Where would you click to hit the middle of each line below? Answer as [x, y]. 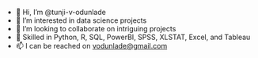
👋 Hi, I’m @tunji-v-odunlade [61, 12]
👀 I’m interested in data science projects [81, 20]
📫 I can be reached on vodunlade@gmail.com [91, 46]
